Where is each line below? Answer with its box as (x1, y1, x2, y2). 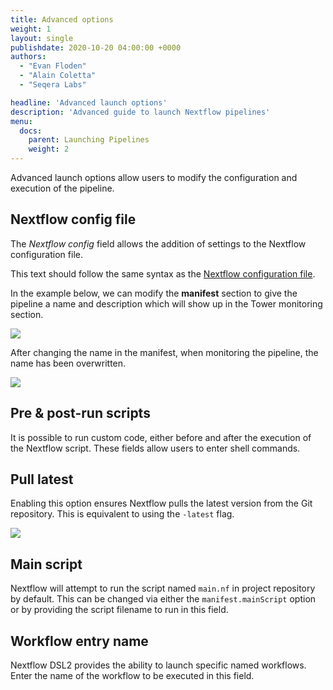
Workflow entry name (10, 632, 149, 650)
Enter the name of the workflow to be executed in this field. (10, 670, 255, 682)
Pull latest (10, 471, 74, 488)
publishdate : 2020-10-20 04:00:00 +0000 (10, 42, 182, 53)
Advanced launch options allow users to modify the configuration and (10, 172, 298, 183)
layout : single (10, 33, 74, 43)
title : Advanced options (10, 14, 114, 25)
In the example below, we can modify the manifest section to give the (10, 287, 298, 299)
